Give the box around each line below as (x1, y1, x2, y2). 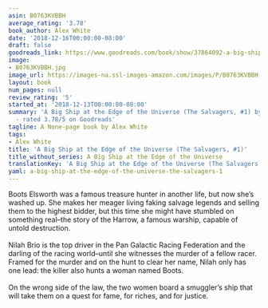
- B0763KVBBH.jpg (8, 64, 66, 72)
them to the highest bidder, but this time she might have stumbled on (8, 207, 235, 215)
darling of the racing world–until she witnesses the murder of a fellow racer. (8, 249, 257, 258)
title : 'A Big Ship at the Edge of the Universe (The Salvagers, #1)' (8, 145, 248, 153)
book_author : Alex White (8, 26, 91, 34)
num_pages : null (8, 85, 62, 94)
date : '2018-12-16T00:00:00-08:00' (8, 34, 127, 42)
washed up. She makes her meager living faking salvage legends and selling (8, 198, 260, 207)
